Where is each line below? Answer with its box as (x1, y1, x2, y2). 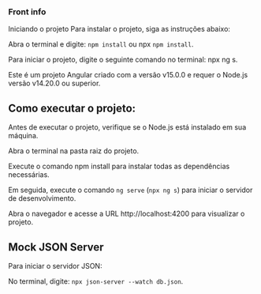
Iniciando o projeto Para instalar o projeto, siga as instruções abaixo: (8, 24, 231, 34)
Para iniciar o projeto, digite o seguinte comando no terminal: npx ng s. (8, 55, 238, 65)
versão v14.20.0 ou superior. (8, 78, 101, 89)
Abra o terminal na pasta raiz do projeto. (8, 146, 140, 156)
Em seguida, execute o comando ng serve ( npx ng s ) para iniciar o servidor (8, 185, 253, 195)
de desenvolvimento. (8, 194, 76, 203)
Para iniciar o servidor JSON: (8, 261, 103, 270)
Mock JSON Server (8, 240, 104, 254)
